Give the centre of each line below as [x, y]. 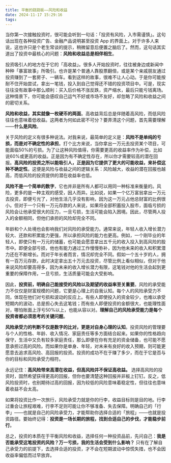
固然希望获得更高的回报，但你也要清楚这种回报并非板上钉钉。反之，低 [92, 376]
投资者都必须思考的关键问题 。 [36, 316]
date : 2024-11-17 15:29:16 [34, 15]
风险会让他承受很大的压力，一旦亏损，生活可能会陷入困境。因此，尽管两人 [83, 212]
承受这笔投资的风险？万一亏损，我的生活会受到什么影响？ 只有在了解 [86, 443]
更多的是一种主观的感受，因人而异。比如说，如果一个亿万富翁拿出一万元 [90, 193]
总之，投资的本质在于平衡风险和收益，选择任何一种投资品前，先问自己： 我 [83, 436]
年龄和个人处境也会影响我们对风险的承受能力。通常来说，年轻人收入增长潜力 [85, 229]
